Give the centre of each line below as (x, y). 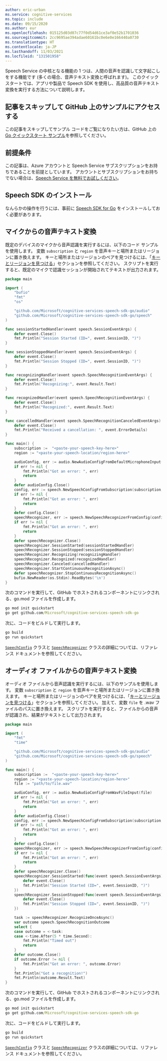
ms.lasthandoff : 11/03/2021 (34, 51)
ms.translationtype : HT (30, 42)
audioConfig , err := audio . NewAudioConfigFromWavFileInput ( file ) (83, 793)
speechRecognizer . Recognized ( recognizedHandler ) (65, 559)
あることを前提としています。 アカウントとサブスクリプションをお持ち (86, 172)
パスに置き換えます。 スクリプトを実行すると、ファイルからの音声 (90, 708)
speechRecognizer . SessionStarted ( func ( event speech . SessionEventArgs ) (89, 876)
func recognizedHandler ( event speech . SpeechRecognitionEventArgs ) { (78, 398)
